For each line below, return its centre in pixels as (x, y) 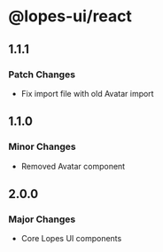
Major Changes (42, 219)
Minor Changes (42, 146)
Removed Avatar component (73, 166)
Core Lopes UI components (71, 239)
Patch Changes (42, 75)
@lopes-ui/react (70, 16)
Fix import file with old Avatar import (87, 93)
